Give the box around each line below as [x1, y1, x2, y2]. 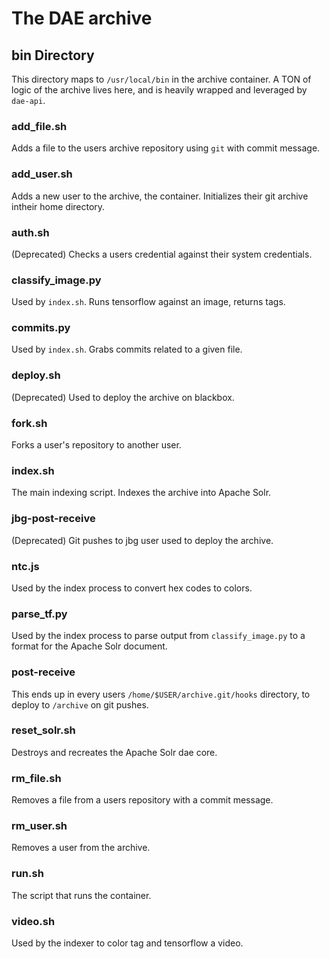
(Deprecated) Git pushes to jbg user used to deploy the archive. [11, 534, 274, 546]
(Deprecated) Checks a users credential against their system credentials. [11, 248, 313, 260]
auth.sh [11, 225, 50, 239]
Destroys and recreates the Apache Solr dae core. [11, 746, 218, 758]
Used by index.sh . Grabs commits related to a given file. [11, 343, 243, 356]
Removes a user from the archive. [11, 842, 151, 854]
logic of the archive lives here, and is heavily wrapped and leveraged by [11, 84, 308, 96]
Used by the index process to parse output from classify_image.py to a [11, 630, 306, 642]
